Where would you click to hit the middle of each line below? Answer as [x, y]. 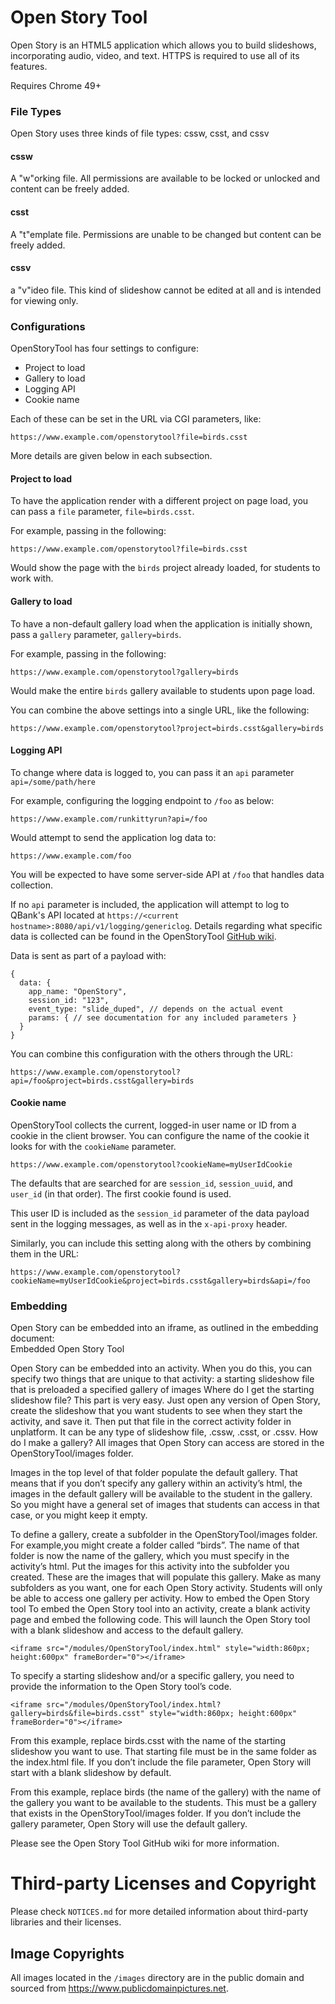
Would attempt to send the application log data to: [113, 837]
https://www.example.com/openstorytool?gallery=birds [125, 672]
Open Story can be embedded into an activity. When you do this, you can [161, 1368]
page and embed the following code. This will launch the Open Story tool [160, 1620]
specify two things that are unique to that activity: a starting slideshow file [162, 1379]
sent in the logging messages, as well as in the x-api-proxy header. [149, 1223]
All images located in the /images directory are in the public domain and [157, 1977]
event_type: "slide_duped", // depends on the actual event [156, 1009]
